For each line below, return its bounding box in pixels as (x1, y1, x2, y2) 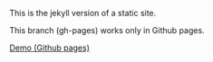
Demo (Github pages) (9, 42, 91, 53)
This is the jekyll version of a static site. (9, 8, 157, 18)
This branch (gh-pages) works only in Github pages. (9, 25, 206, 35)
